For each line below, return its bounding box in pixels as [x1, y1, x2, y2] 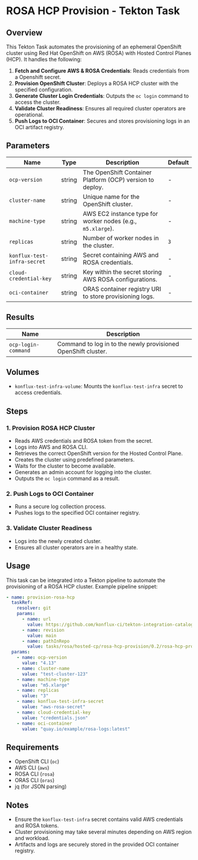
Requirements [6, 742, 59, 752]
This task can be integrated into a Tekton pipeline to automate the [6, 577, 166, 584]
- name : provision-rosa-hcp [6, 594, 75, 600]
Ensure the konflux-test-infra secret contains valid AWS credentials [14, 816, 183, 823]
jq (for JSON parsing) [14, 783, 67, 790]
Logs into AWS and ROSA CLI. [14, 444, 88, 451]
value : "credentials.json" [21, 715, 88, 721]
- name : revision [21, 627, 65, 633]
